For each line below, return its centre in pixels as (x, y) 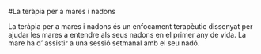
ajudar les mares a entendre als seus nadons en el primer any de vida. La (127, 35)
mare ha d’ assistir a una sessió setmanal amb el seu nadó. (104, 43)
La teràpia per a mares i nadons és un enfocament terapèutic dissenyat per (130, 26)
